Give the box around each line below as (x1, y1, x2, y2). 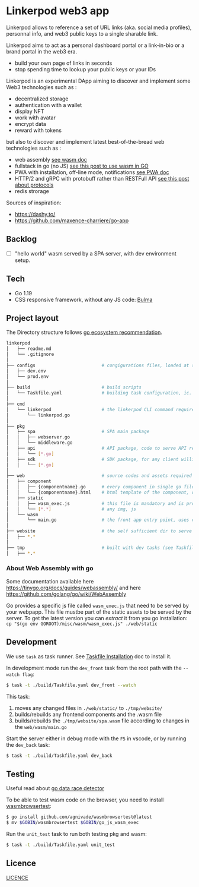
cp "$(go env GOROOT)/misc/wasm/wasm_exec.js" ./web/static (6, 621, 158, 627)
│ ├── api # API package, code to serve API (6, 446, 187, 452)
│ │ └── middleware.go (6, 440, 73, 446)
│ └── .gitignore (6, 352, 54, 358)
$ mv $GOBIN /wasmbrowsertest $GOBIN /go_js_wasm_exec (6, 820, 139, 826)
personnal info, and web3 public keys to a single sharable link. (6, 30, 158, 37)
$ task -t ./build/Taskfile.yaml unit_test (6, 842, 115, 848)
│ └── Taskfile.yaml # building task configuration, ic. (6, 390, 192, 396)
